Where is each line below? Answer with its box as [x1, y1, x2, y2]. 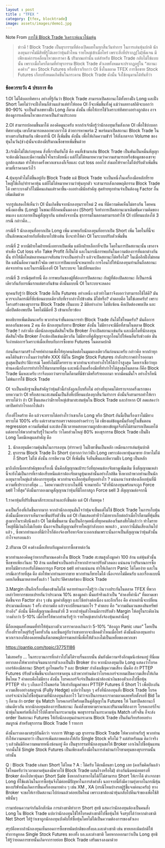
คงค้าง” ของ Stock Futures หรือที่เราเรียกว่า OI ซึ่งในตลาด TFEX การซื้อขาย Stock [17, 66, 158, 72]
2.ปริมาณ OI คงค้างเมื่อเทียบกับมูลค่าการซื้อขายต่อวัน [5, 544, 90, 550]
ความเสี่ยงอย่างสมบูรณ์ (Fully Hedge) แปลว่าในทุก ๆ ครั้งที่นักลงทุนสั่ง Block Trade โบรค [5, 687, 157, 693]
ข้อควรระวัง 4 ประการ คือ [5, 84, 53, 91]
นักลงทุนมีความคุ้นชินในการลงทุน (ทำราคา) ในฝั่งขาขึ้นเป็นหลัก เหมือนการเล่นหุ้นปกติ [12, 444, 149, 450]
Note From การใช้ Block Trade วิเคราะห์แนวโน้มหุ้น [5, 34, 96, 40]
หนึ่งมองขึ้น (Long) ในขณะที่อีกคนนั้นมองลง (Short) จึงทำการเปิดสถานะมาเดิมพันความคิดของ [5, 207, 159, 213]
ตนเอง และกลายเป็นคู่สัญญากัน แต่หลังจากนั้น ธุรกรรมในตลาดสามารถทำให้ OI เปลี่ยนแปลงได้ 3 [5, 212, 159, 218]
